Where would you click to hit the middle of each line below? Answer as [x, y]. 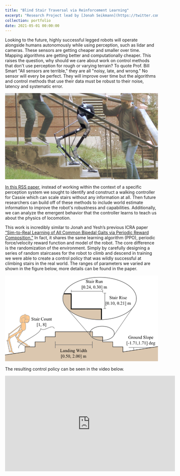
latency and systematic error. [34, 86]
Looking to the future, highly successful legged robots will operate [71, 40]
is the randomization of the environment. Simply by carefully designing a [78, 248]
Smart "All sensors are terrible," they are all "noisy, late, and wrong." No [76, 71]
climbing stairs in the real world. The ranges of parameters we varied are [78, 263]
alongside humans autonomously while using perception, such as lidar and [80, 45]
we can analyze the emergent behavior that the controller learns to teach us [81, 213]
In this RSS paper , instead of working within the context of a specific [73, 187]
